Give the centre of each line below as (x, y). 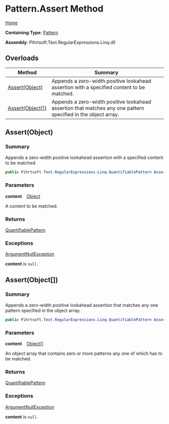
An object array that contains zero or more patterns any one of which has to (84, 353)
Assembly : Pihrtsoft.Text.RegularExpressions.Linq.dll (60, 42)
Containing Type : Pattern (32, 32)
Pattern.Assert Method (54, 9)
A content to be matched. (31, 206)
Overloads (22, 58)
